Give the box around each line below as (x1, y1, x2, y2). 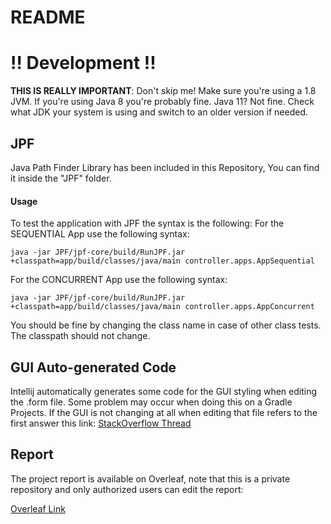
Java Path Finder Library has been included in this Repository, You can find (10, 161, 320, 173)
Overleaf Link (10, 502, 66, 515)
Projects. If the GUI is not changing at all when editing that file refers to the (10, 406, 318, 418)
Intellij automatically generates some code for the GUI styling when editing (10, 385, 318, 397)
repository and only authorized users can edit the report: (10, 483, 244, 495)
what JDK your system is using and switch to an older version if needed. (10, 106, 309, 118)
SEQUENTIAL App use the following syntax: (10, 228, 190, 240)
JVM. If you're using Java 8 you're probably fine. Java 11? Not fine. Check (10, 96, 315, 108)
